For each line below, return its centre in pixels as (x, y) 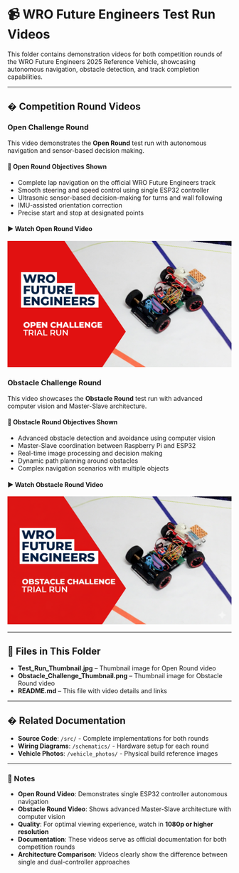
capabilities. (25, 77)
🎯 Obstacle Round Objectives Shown (63, 422)
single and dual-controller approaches (74, 862)
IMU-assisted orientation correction (70, 205)
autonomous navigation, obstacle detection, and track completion (103, 69)
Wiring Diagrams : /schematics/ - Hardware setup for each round (113, 746)
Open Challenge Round (48, 127)
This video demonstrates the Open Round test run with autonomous (107, 143)
